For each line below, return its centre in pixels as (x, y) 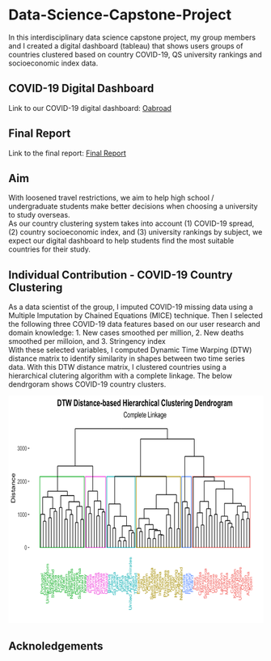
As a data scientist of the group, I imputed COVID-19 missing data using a (131, 307)
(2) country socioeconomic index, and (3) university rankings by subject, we (135, 232)
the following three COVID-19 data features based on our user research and (134, 324)
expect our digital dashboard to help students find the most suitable (121, 241)
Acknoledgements (56, 646)
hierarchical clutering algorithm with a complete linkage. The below (121, 376)
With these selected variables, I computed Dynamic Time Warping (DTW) (130, 350)
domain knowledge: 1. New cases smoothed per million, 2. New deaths (126, 333)
